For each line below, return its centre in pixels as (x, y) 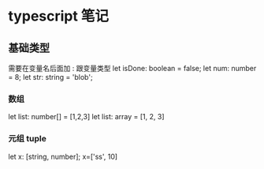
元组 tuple (28, 139)
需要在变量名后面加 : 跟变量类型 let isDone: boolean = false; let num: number (132, 68)
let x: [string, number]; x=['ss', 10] (63, 156)
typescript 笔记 (58, 16)
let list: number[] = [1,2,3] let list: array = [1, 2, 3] (86, 117)
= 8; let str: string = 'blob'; (50, 77)
